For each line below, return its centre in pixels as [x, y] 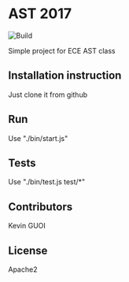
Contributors [41, 207]
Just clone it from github [48, 95]
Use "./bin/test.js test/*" [47, 182]
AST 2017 [40, 14]
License [28, 250]
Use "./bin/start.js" [38, 138]
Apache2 [23, 269]
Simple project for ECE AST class [62, 50]
